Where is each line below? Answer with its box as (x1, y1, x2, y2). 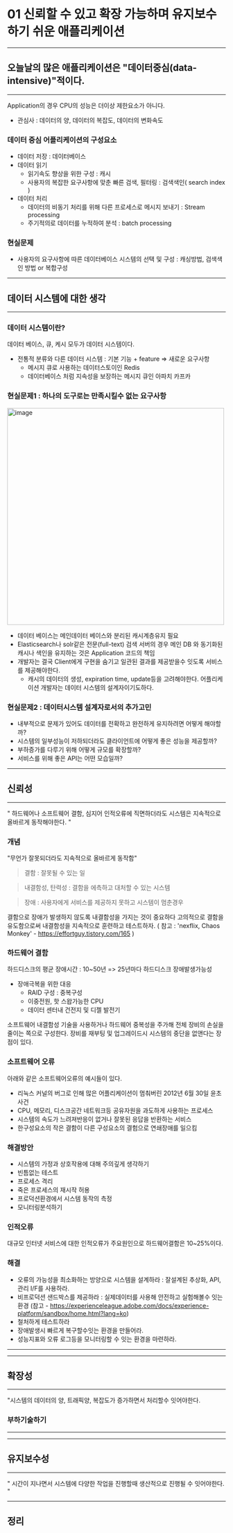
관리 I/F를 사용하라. (17, 1284, 69, 1292)
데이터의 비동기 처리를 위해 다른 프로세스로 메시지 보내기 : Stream (27, 203, 206, 212)
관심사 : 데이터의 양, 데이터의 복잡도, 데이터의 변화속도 (17, 116, 164, 124)
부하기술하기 (7, 1415, 47, 1425)
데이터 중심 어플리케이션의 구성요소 (7, 135, 117, 144)
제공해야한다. (24, 666, 60, 674)
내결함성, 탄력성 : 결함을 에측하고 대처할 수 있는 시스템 (24, 883, 171, 892)
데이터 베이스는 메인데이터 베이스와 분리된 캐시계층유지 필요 (17, 631, 179, 639)
